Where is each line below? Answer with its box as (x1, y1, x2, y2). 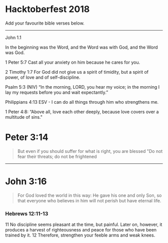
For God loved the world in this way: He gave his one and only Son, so (17, 192, 162, 198)
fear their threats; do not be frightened (17, 153, 97, 159)
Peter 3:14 (5, 132, 48, 143)
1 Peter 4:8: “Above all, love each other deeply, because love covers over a (5, 109, 159, 115)
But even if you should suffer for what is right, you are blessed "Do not (17, 148, 163, 154)
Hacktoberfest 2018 (5, 4, 90, 15)
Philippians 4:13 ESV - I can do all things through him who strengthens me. (5, 99, 159, 105)
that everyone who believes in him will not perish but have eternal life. (17, 197, 161, 203)
